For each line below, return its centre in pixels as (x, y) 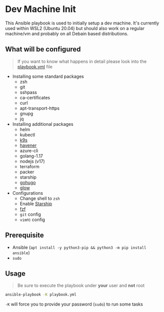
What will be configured (43, 49)
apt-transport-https (40, 108)
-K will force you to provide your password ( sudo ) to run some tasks (74, 304)
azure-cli (29, 150)
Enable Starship (36, 204)
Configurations (28, 193)
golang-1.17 (31, 156)
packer (27, 172)
